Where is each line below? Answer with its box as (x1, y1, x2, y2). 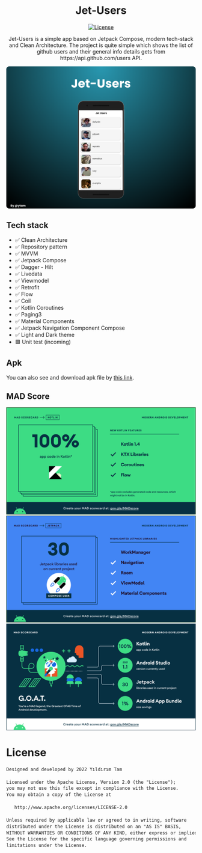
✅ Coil (14, 297, 31, 304)
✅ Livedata (14, 270, 43, 277)
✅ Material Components (14, 317, 75, 325)
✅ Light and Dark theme (14, 331, 75, 338)
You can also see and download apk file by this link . (6, 374, 134, 381)
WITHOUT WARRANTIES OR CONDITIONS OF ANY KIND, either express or (6, 830, 176, 836)
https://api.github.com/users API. (60, 54, 142, 61)
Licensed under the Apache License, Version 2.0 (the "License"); (6, 779, 176, 785)
